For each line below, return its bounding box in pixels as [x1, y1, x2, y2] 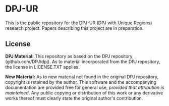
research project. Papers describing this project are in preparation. [5, 25, 144, 31]
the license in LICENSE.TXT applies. [5, 64, 80, 70]
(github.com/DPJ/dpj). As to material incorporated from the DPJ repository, [5, 59, 160, 65]
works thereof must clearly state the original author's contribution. [5, 95, 143, 101]
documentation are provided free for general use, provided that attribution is [5, 84, 164, 90]
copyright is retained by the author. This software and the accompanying [5, 79, 156, 85]
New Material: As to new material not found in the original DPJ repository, [5, 74, 159, 80]
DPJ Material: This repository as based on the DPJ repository [5, 53, 133, 59]
